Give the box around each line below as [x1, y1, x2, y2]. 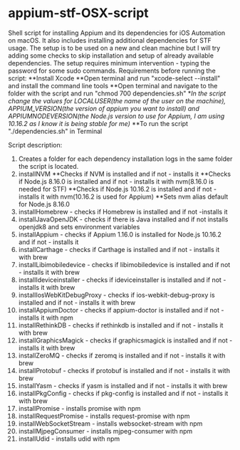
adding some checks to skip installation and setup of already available [8, 51, 214, 60]
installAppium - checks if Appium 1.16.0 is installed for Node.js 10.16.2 [18, 230, 221, 239]
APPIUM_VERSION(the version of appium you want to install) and [8, 104, 200, 112]
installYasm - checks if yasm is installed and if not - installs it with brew [18, 381, 228, 389]
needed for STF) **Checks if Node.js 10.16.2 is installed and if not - [18, 184, 216, 193]
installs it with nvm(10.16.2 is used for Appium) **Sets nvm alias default [18, 192, 229, 201]
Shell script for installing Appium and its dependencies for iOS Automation [8, 28, 226, 37]
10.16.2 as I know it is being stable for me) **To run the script [8, 119, 188, 127]
